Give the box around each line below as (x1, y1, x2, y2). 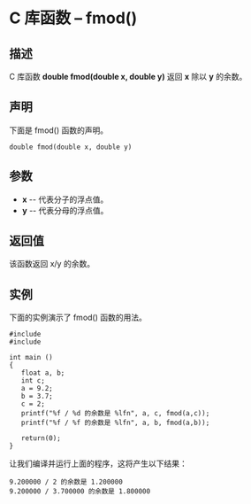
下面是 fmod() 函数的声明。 (9, 125, 109, 136)
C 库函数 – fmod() (9, 8, 138, 28)
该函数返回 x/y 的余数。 (9, 259, 95, 269)
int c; (20, 376, 46, 385)
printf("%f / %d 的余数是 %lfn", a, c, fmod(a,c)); (20, 409, 210, 418)
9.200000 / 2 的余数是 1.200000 (9, 477, 124, 487)
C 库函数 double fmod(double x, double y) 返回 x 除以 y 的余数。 (9, 72, 247, 81)
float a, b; (20, 368, 65, 377)
